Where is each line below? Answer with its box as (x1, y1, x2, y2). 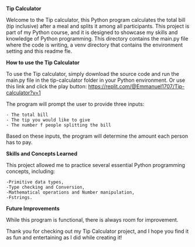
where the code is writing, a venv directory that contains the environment (6, 41, 183, 48)
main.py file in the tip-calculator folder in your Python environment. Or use (6, 76, 186, 84)
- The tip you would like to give (6, 117, 91, 123)
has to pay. (6, 139, 33, 146)
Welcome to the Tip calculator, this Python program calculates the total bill (6, 16, 186, 23)
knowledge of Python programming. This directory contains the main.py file (6, 35, 189, 42)
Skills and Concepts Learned (6, 150, 78, 157)
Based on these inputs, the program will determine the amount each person (6, 132, 189, 139)
